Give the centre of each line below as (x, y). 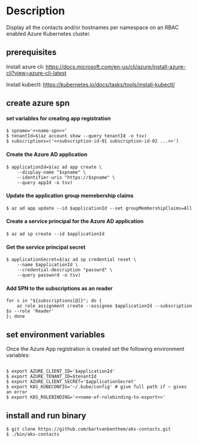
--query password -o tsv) (49, 275)
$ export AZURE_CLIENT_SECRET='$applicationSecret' (71, 382)
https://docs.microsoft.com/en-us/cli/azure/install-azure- (116, 67)
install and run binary (46, 415)
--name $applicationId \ (47, 265)
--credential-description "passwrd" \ (65, 270)
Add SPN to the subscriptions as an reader (60, 288)
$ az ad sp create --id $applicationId (55, 234)
